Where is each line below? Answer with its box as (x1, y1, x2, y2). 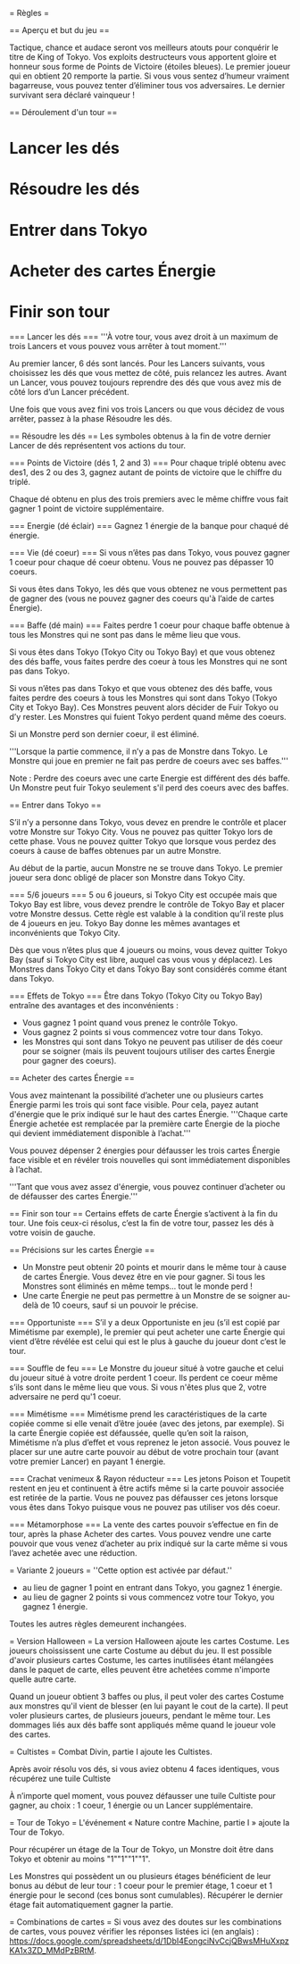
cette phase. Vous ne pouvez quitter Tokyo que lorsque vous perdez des (9, 835, 277, 847)
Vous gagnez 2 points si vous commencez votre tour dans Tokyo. (21, 1026, 263, 1037)
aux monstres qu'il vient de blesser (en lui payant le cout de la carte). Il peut (9, 1701, 288, 1711)
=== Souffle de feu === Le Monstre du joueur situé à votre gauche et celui (9, 1362, 284, 1374)
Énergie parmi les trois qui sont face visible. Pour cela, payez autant (9, 1099, 259, 1110)
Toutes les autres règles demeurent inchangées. (9, 1618, 187, 1629)
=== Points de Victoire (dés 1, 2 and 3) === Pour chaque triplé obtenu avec (9, 457, 287, 468)
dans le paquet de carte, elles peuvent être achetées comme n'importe (9, 1664, 271, 1675)
